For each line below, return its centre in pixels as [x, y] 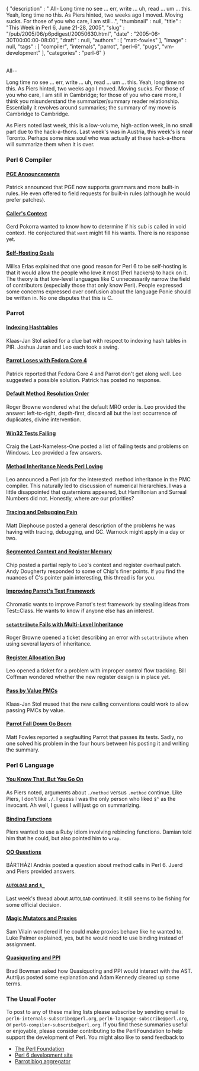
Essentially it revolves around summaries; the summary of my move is [91, 107]
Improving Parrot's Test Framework [51, 591]
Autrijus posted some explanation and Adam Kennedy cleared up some [93, 978]
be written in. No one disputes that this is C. [60, 297]
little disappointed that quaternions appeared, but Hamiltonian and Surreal [97, 492]
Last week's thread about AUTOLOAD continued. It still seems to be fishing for [98, 898]
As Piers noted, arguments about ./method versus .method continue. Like [94, 793]
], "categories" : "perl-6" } [73, 53]
